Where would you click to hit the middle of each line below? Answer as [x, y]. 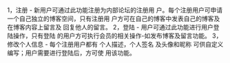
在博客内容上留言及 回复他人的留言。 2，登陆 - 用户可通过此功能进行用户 [110, 27]
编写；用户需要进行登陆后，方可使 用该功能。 [71, 53]
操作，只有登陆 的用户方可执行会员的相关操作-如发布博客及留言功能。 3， [117, 36]
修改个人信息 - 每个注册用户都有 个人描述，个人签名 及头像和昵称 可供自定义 [115, 44]
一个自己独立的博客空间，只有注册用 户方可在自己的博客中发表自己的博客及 [114, 18]
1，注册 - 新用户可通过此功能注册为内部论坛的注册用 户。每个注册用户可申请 [115, 10]
